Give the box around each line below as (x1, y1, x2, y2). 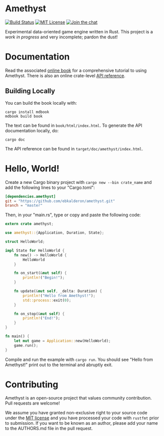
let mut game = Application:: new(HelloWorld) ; (14, 338, 111, 343)
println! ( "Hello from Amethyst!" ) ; (23, 293, 96, 298)
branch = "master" (5, 203, 43, 208)
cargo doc (5, 137, 26, 142)
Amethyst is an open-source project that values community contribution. (5, 395, 152, 401)
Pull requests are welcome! (5, 400, 60, 406)
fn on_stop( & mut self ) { (14, 311, 65, 316)
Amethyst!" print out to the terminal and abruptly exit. (5, 362, 113, 368)
